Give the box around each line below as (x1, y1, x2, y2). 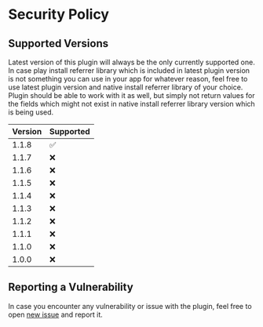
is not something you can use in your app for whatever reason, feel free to (8, 74, 248, 83)
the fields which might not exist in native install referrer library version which (8, 100, 255, 108)
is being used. (8, 107, 54, 117)
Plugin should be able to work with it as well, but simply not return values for (8, 91, 255, 100)
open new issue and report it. (8, 310, 104, 319)
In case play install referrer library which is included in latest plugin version (8, 66, 250, 75)
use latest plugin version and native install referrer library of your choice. (8, 82, 243, 92)
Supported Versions (8, 37, 108, 50)
